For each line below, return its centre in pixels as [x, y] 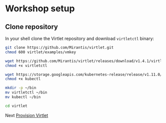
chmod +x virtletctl [26, 65]
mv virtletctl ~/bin [26, 92]
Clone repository [32, 27]
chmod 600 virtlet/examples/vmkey [41, 52]
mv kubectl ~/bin [23, 97]
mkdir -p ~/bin [21, 88]
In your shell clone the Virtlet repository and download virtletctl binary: [80, 38]
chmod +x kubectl [23, 79]
